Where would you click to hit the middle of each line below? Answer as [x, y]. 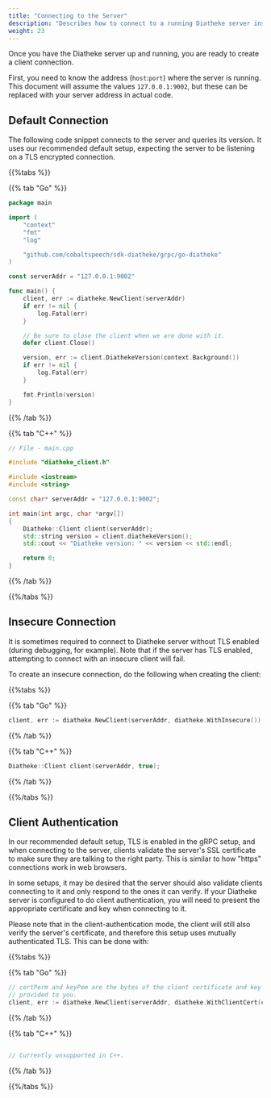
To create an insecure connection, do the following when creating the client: [135, 674]
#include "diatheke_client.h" [59, 463]
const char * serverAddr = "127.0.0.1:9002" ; [84, 499]
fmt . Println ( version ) [59, 395]
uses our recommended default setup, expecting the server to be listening [132, 148]
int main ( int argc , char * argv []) [67, 514]
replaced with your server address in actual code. [91, 95]
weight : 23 [27, 31]
